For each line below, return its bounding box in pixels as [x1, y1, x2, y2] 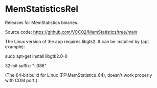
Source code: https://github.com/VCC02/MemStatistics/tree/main [5, 29, 137, 35]
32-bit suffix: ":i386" [5, 63, 47, 68]
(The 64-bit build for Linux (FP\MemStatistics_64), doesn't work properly [5, 72, 153, 78]
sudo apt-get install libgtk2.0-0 [5, 53, 67, 59]
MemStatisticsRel [5, 3, 79, 15]
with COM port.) [5, 77, 38, 83]
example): [5, 44, 25, 49]
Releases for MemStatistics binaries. [5, 20, 79, 25]
